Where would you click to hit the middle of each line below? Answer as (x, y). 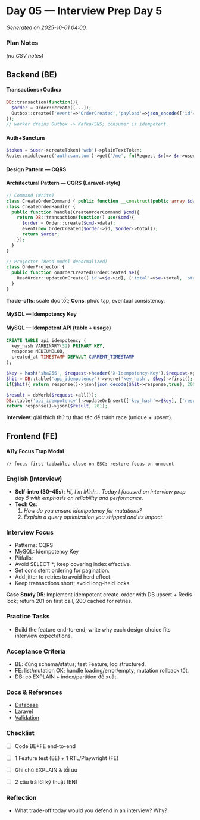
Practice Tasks (28, 617)
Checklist (20, 733)
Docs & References (34, 692)
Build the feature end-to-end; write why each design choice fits (93, 629)
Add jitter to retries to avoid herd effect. (63, 577)
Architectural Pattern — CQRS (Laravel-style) (63, 183)
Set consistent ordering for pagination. (62, 571)
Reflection (21, 797)
